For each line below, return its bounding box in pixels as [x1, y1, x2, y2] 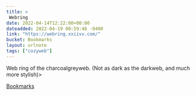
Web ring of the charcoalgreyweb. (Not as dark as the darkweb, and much [6, 64, 191, 72]
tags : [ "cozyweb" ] [6, 48, 52, 54]
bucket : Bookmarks [6, 37, 52, 43]
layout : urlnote [6, 43, 47, 49]
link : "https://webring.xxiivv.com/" [6, 31, 101, 37]
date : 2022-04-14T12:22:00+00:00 [6, 20, 90, 26]
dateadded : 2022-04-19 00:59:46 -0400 [6, 25, 103, 32]
